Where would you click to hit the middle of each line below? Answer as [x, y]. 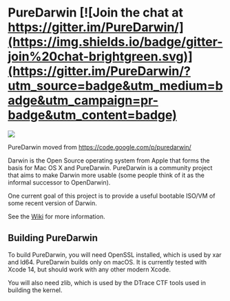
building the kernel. [35, 290]
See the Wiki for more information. [56, 216]
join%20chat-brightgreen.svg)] [100, 57]
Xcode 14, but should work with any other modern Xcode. [90, 269]
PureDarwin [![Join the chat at [95, 13]
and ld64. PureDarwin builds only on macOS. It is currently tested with [107, 262]
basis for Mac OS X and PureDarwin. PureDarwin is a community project [110, 167]
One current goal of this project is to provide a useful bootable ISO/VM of [112, 196]
